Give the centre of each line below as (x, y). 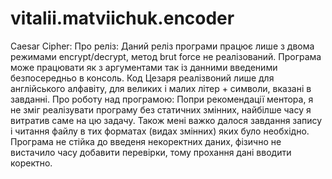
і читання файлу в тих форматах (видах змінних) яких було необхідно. (160, 131)
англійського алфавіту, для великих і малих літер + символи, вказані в (161, 88)
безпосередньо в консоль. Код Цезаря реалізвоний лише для (142, 78)
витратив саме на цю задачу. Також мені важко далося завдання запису (166, 120)
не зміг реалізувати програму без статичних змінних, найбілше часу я (161, 109)
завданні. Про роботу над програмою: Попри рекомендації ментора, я (162, 99)
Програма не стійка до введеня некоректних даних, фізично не (146, 141)
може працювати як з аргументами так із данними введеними (144, 67)
